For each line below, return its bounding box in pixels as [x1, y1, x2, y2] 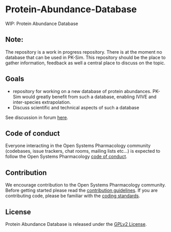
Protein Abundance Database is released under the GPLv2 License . [5, 221, 147, 227]
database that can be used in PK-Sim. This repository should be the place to [5, 54, 166, 60]
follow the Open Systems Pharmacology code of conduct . [5, 153, 127, 159]
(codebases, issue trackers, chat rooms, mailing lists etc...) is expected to [5, 148, 160, 154]
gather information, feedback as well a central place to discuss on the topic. [5, 60, 165, 66]
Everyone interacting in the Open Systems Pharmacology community [5, 143, 151, 149]
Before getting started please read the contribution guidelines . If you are [5, 188, 158, 194]
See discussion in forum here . [5, 114, 68, 121]
